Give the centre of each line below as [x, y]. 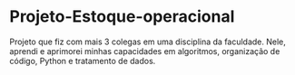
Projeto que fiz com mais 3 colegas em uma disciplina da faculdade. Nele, [147, 42]
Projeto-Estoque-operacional [122, 17]
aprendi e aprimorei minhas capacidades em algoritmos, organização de [145, 51]
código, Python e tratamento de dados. [83, 61]
